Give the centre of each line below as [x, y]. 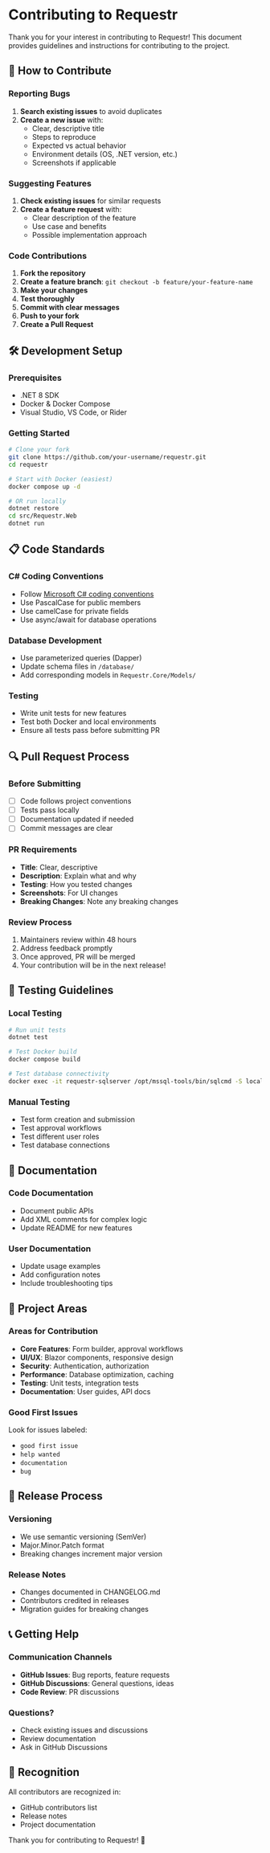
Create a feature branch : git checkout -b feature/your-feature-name [136, 282]
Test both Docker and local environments [88, 722]
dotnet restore [34, 509]
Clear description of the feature [84, 218]
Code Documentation [51, 1193]
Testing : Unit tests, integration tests [79, 1383]
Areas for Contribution [53, 1331]
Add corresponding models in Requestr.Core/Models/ [108, 675]
